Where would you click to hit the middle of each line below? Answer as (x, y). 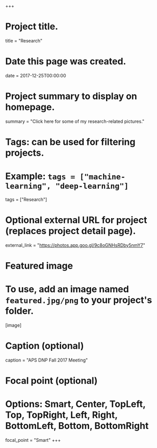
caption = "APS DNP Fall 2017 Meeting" (47, 360)
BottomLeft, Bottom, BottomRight (77, 426)
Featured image (39, 266)
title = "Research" (24, 40)
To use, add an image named (67, 289)
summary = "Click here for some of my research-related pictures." (75, 121)
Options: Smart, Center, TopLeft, (75, 404)
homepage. (30, 107)
